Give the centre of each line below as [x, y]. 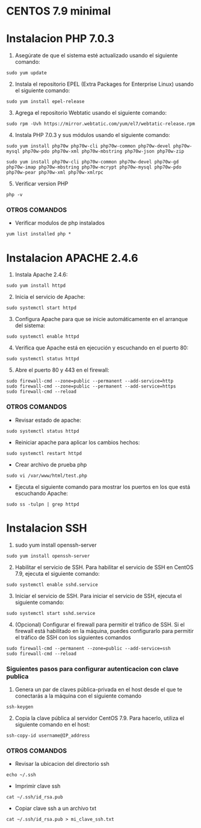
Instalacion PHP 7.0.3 [60, 39]
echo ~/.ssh [21, 775]
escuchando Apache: [41, 493]
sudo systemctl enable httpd [43, 337]
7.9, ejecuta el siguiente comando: [57, 573]
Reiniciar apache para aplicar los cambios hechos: [77, 442]
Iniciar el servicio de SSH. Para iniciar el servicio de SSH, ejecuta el [98, 596]
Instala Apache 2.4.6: [41, 275]
